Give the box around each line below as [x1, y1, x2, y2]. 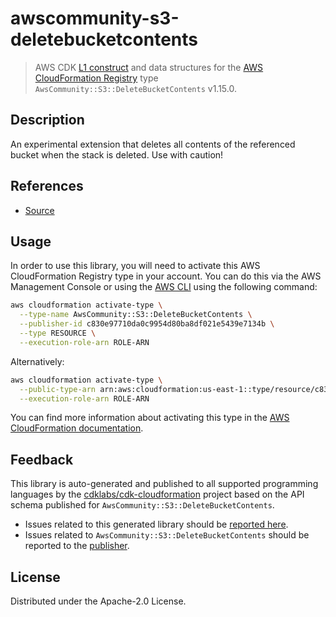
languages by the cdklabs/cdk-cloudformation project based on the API [10, 488, 305, 501]
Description [10, 112, 85, 129]
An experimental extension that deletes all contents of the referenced [10, 138, 296, 150]
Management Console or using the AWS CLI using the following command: [10, 281, 318, 293]
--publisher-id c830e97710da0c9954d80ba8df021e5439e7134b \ [19, 319, 275, 329]
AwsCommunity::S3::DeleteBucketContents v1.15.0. [34, 82, 237, 94]
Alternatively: [10, 355, 65, 367]
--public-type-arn [19, 384, 97, 394]
